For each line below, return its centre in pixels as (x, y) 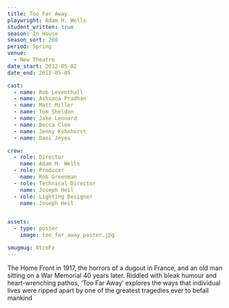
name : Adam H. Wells (50, 164)
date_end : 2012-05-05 (39, 73)
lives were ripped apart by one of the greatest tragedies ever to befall (108, 290)
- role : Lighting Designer (53, 197)
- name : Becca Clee (42, 125)
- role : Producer (39, 171)
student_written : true (41, 27)
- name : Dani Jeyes (42, 138)
